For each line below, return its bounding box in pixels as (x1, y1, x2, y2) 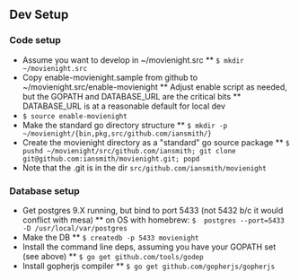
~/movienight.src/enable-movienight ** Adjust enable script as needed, (22, 81, 287, 92)
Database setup (9, 184, 81, 197)
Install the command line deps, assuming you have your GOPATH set (22, 241, 277, 252)
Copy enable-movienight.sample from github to (22, 72, 198, 83)
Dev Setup (9, 7, 69, 22)
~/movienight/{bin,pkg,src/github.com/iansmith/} (22, 129, 213, 138)
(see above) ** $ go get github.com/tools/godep (22, 250, 204, 261)
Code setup (9, 34, 61, 47)
